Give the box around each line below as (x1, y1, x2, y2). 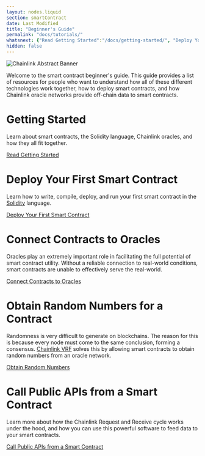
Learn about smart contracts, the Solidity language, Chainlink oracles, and (6, 133, 193, 140)
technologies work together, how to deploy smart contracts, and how (6, 84, 180, 92)
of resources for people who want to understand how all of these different (6, 78, 193, 86)
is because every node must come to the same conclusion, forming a (6, 339, 180, 346)
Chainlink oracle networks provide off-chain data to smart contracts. (6, 91, 179, 98)
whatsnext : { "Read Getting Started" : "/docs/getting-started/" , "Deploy (6, 37, 192, 43)
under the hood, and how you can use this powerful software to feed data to (6, 424, 198, 432)
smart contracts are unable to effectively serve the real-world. (6, 265, 163, 273)
